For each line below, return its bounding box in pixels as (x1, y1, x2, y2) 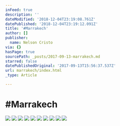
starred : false (5, 59, 37, 64)
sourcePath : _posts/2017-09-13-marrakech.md (5, 54, 100, 59)
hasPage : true (5, 49, 35, 54)
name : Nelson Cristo (10, 40, 53, 45)
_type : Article (5, 73, 37, 78)
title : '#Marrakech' (5, 26, 49, 31)
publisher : (5, 36, 28, 41)
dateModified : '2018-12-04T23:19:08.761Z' (5, 17, 96, 22)
